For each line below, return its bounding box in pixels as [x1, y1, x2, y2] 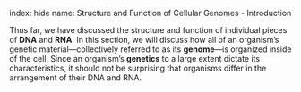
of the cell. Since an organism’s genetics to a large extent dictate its [9, 54, 261, 63]
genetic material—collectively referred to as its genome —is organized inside [9, 44, 292, 54]
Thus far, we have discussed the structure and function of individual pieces [9, 25, 288, 35]
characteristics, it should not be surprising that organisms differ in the [9, 63, 267, 73]
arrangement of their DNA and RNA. [9, 72, 142, 83]
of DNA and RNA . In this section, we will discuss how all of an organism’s [9, 35, 279, 45]
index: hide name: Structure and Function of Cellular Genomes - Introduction [9, 8, 292, 18]
